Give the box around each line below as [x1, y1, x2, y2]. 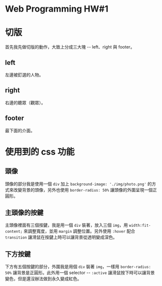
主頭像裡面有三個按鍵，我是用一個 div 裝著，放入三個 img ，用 [5, 222, 128, 228]
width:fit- [129, 223, 151, 228]
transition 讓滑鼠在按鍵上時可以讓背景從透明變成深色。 [5, 234, 117, 240]
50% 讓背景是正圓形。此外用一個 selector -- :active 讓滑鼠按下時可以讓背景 [5, 270, 155, 276]
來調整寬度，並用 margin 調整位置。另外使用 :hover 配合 [23, 228, 135, 234]
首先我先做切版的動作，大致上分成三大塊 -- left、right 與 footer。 [5, 44, 135, 50]
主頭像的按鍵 [5, 208, 44, 217]
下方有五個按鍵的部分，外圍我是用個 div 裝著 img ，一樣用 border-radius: [5, 264, 151, 270]
